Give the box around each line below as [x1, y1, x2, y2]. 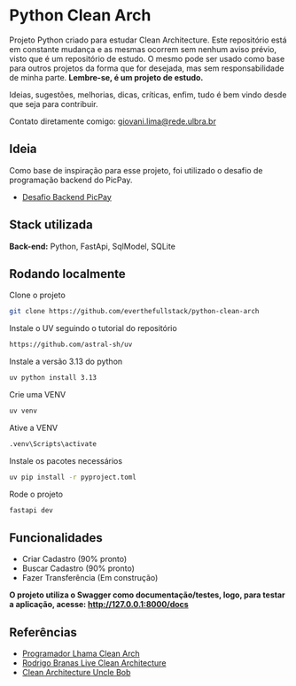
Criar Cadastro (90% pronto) [21, 554, 128, 565]
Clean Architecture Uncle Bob [21, 667, 131, 678]
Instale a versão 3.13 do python [9, 356, 123, 367]
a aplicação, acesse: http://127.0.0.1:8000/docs [9, 599, 189, 610]
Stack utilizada [9, 218, 93, 233]
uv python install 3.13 [9, 374, 97, 382]
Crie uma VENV [9, 389, 66, 399]
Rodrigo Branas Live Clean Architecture [21, 658, 167, 668]
